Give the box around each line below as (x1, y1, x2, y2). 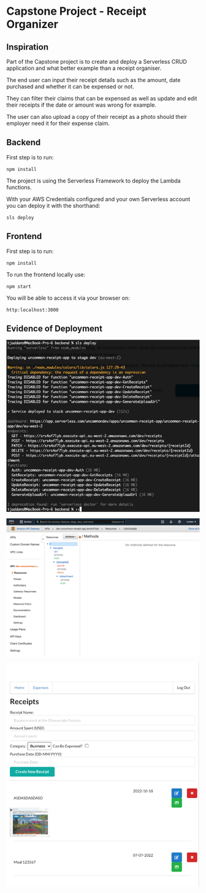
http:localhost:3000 (6, 306, 59, 313)
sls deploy (6, 215, 34, 221)
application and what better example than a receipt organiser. (6, 64, 162, 72)
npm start (6, 283, 32, 289)
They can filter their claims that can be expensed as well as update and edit (6, 95, 197, 102)
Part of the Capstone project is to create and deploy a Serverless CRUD (6, 58, 187, 65)
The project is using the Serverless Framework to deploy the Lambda (6, 177, 181, 184)
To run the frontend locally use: (6, 271, 86, 278)
